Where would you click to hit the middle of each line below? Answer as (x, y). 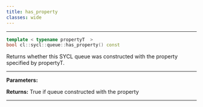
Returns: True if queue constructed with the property (72, 92)
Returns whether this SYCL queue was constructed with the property (92, 57)
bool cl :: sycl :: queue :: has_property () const (63, 45)
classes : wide (24, 17)
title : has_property (32, 12)
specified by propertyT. (35, 63)
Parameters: (22, 80)
